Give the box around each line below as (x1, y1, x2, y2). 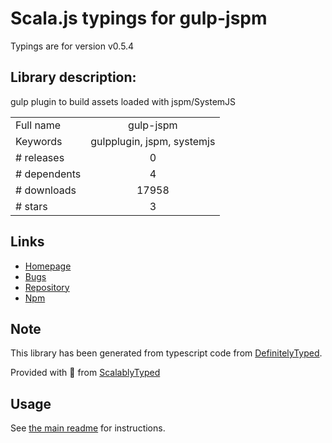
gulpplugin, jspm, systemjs (90, 134, 216, 148)
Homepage (24, 260, 72, 272)
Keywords (15, 134, 63, 148)
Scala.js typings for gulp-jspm (10, 7, 268, 30)
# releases (15, 150, 65, 164)
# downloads (15, 183, 77, 197)
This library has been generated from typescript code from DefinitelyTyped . (10, 347, 323, 359)
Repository (24, 281, 70, 293)
